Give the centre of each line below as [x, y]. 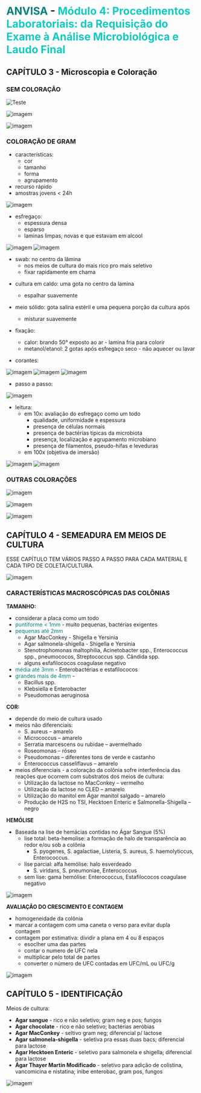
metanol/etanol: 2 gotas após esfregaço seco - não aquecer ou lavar [110, 349]
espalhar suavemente [51, 296]
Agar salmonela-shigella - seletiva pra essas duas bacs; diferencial [100, 1039]
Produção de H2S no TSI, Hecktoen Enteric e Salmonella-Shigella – [107, 802]
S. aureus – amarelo [49, 731]
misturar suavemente [50, 319]
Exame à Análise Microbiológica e [93, 37]
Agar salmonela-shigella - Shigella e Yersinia [80, 644]
